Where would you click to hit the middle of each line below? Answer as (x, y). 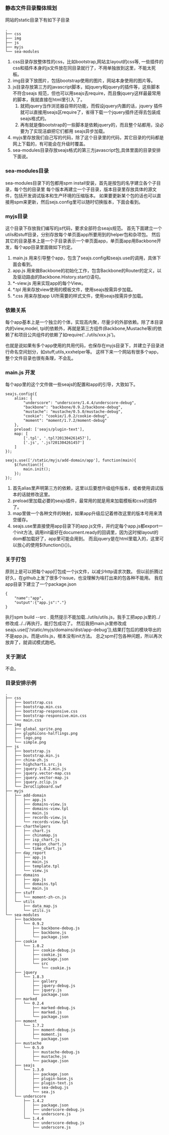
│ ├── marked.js (38, 1013)
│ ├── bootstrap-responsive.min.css (46, 716)
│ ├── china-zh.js (27, 760)
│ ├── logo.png (23, 738)
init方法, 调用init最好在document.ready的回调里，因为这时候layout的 (88, 533)
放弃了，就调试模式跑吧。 (32, 642)
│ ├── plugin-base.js (44, 1079)
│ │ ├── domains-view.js (36, 804)
